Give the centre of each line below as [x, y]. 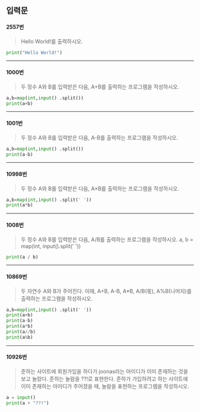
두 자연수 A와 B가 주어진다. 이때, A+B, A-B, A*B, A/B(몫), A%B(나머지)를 [106, 291]
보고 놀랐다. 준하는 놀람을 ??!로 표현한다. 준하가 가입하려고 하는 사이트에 [104, 379]
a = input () [21, 398]
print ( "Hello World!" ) [34, 52]
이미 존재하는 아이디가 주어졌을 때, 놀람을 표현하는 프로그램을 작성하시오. [105, 386]
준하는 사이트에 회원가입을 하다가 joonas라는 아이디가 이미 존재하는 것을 [104, 372]
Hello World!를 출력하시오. [52, 41]
